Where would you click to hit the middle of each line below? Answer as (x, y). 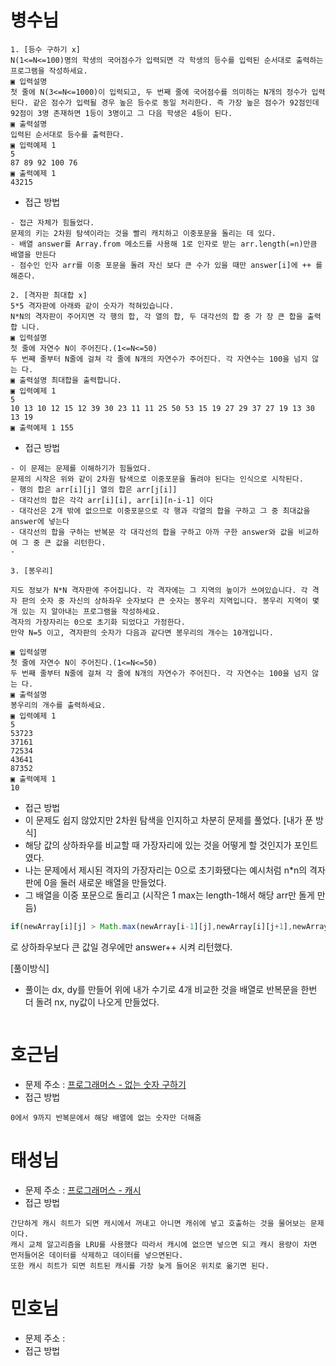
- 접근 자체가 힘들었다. (52, 222)
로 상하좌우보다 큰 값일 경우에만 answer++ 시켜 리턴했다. (121, 947)
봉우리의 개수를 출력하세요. (58, 705)
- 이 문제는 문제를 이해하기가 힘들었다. (81, 468)
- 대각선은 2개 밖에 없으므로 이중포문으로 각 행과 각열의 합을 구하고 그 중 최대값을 (160, 511)
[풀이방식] (30, 968)
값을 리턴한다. (81, 542)
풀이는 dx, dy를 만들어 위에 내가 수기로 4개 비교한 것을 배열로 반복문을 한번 (171, 989)
